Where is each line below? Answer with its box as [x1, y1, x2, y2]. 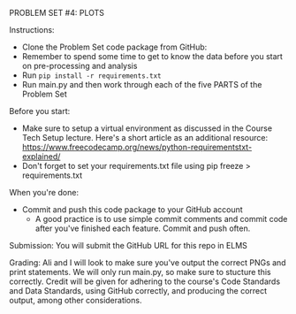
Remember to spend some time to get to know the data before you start [21, 51, 283, 61]
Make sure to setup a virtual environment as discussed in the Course [21, 123, 272, 134]
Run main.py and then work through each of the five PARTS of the [21, 80, 262, 89]
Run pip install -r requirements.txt [21, 70, 162, 80]
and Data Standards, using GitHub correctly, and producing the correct [9, 286, 268, 295]
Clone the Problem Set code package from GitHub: [21, 42, 208, 52]
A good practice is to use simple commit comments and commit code [34, 214, 288, 224]
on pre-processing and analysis [21, 61, 138, 71]
